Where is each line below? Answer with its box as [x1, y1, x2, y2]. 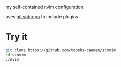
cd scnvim [5, 52, 26, 57]
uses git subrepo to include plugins [5, 14, 78, 19]
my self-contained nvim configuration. [5, 4, 85, 10]
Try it [5, 31, 28, 43]
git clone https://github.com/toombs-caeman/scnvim [5, 47, 116, 53]
